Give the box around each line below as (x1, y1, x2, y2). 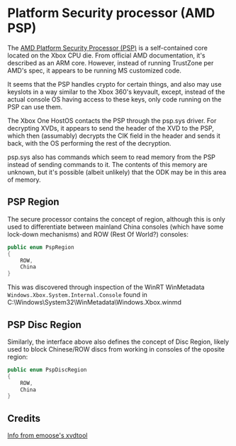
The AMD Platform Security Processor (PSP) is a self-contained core (7, 43, 208, 52)
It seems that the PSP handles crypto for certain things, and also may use (7, 80, 222, 88)
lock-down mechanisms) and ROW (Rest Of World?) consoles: (7, 229, 189, 239)
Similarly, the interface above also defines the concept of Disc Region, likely (7, 337, 229, 346)
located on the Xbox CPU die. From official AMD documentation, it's (7, 51, 206, 60)
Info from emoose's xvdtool (7, 431, 88, 440)
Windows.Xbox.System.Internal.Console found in (7, 290, 147, 299)
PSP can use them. (7, 102, 63, 111)
